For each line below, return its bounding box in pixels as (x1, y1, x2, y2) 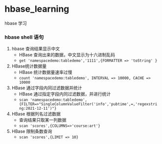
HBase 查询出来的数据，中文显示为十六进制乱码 (19, 52, 116, 58)
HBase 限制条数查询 (11, 128, 52, 134)
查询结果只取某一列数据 (19, 117, 67, 123)
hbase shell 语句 (4, 33, 44, 40)
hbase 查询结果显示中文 (11, 46, 60, 52)
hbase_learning (4, 3, 69, 15)
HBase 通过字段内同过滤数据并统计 (11, 85, 82, 91)
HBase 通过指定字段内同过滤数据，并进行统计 (19, 91, 111, 97)
